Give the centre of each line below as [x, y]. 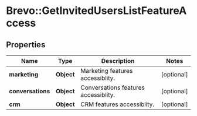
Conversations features [113, 87]
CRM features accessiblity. [117, 104]
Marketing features [107, 71]
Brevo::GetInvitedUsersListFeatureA [96, 11]
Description [118, 61]
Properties [26, 45]
